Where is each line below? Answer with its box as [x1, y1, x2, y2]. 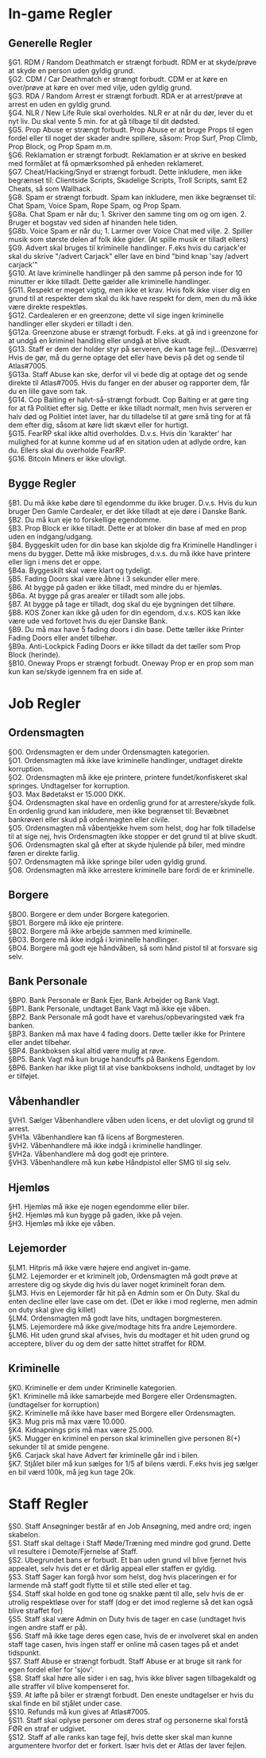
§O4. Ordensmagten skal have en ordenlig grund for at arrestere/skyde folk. [8, 797, 256, 807]
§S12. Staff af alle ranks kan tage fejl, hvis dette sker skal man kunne [8, 1732, 233, 1741]
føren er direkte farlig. [8, 848, 80, 858]
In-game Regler [8, 5, 113, 23]
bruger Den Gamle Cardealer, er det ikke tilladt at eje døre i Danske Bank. [8, 506, 248, 516]
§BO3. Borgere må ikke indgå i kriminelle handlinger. [8, 935, 179, 944]
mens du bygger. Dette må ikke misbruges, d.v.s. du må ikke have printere [8, 549, 251, 558]
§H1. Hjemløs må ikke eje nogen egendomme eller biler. [8, 1202, 190, 1212]
